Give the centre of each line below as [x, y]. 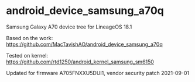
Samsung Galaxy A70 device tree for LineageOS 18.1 [69, 27]
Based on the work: [30, 38]
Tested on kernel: [27, 55]
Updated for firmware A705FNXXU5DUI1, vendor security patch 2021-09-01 [98, 73]
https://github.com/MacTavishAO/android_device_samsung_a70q [84, 44]
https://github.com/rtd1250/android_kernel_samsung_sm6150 [80, 62]
